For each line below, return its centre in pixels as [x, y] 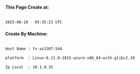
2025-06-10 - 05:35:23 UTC [34, 22]
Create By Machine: [27, 33]
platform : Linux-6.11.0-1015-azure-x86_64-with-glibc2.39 [70, 58]
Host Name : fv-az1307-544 [34, 49]
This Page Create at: [27, 7]
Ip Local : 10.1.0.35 [29, 67]
